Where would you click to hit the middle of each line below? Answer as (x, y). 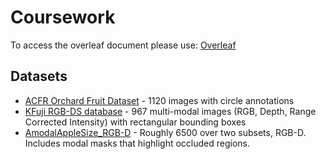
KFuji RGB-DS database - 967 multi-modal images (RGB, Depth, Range (170, 111)
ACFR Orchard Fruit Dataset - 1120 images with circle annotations (159, 100)
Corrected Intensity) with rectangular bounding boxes (135, 122)
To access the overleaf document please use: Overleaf (123, 45)
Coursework (63, 17)
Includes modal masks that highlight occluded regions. (137, 143)
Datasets (39, 76)
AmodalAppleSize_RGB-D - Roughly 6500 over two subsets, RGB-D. (165, 132)
